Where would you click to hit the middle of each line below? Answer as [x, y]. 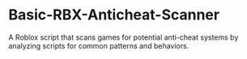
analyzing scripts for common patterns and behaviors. [99, 45]
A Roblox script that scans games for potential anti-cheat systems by [123, 37]
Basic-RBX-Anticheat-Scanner [114, 15]
